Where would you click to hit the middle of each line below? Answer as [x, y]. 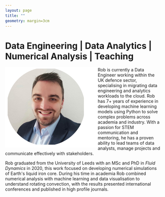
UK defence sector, [118, 80]
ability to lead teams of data [126, 143]
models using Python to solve [128, 112]
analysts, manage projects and [129, 148]
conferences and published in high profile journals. [57, 189]
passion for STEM [116, 128]
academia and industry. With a [129, 122]
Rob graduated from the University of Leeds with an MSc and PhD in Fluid [80, 163]
